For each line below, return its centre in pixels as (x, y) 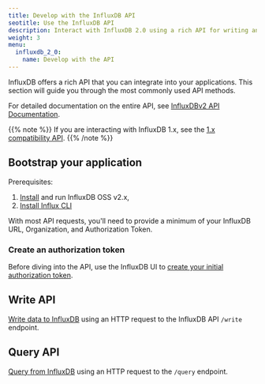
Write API (32, 300)
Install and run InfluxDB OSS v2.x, (75, 197)
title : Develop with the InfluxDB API (72, 15)
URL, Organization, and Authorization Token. (80, 229)
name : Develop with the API (68, 60)
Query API (34, 352)
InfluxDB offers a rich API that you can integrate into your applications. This (131, 82)
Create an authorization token (67, 250)
